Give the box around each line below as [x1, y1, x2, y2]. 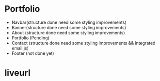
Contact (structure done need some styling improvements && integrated [11, 40, 156, 46]
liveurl [4, 67, 31, 79]
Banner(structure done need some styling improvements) [11, 24, 127, 30]
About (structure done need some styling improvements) [11, 30, 125, 35]
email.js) [11, 45, 29, 51]
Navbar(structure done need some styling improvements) [11, 19, 127, 25]
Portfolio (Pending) [11, 35, 49, 41]
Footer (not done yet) [11, 50, 54, 56]
